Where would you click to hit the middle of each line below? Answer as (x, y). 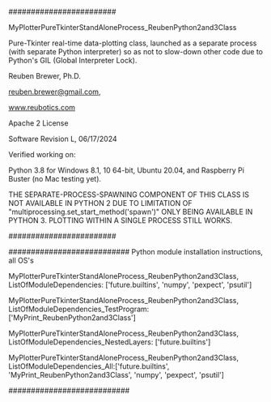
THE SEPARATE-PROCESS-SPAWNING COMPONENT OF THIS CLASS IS (129, 195)
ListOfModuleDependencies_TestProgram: (79, 309)
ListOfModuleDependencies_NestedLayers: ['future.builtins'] (110, 342)
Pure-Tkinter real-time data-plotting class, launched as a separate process (133, 43)
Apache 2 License (38, 123)
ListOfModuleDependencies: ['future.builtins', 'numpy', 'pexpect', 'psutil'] (130, 284)
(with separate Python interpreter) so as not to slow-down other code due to (136, 51)
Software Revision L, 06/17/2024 (63, 139)
